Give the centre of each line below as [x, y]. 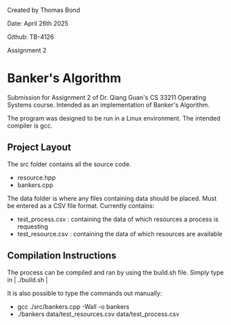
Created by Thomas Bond [44, 10]
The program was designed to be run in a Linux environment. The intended [114, 118]
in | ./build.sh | [28, 279]
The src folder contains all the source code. [69, 164]
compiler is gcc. [30, 125]
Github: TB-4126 [30, 37]
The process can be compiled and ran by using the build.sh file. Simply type [115, 272]
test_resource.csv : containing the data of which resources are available [120, 234]
